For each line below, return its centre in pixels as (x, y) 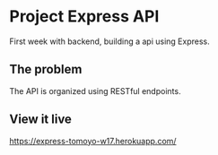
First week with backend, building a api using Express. (109, 41)
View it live (40, 120)
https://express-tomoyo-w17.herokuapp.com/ (93, 141)
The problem (46, 69)
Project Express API (84, 17)
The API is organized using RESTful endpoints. (95, 90)
